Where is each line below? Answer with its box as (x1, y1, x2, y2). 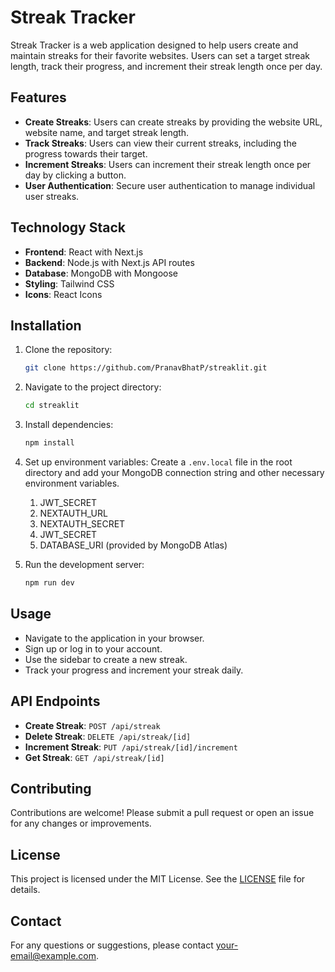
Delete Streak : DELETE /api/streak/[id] (24, 730, 192, 742)
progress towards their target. (24, 147, 148, 160)
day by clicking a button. (24, 169, 127, 181)
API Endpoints (10, 693, 101, 710)
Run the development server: (24, 559, 145, 570)
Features (10, 89, 67, 106)
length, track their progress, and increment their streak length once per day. (10, 60, 323, 72)
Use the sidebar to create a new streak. (24, 653, 188, 665)
